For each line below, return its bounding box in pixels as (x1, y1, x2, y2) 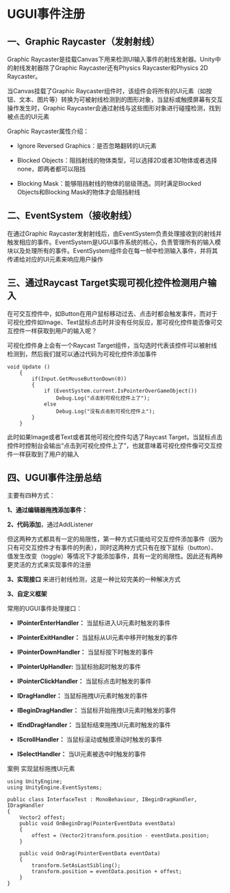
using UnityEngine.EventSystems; (7, 784, 103, 792)
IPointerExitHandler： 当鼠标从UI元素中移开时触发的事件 (16, 633, 178, 641)
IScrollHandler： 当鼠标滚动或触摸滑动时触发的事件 (16, 735, 163, 744)
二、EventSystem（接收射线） (7, 210, 138, 221)
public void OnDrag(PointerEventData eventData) (19, 851, 161, 857)
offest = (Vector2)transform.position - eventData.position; (31, 832, 210, 840)
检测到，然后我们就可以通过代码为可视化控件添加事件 (7, 350, 157, 358)
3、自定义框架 (7, 590, 48, 598)
